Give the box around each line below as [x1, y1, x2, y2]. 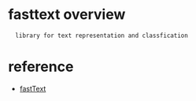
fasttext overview [8, 6, 126, 24]
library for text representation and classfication [15, 32, 189, 39]
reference [8, 58, 74, 76]
